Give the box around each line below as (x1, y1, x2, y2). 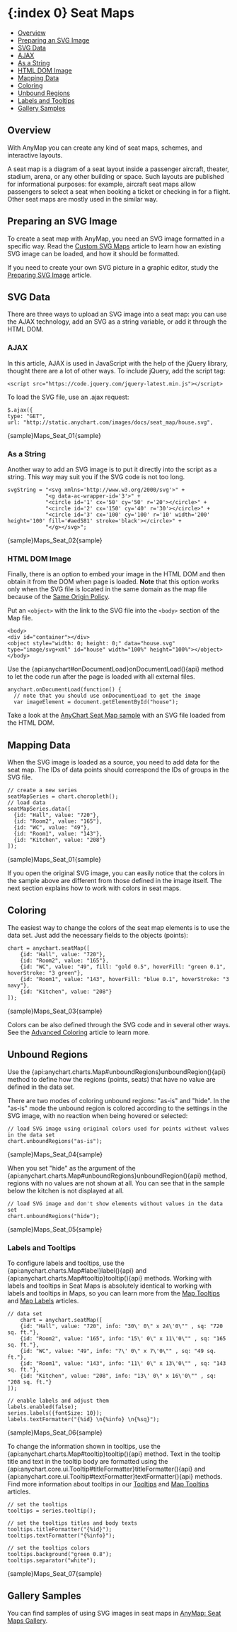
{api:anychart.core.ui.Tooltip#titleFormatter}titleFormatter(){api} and (7, 1464, 206, 1473)
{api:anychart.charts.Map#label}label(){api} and (7, 1266, 147, 1275)
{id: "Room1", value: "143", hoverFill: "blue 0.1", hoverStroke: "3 (20, 975, 230, 982)
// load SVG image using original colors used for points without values (7, 1125, 230, 1132)
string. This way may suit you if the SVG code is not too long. (7, 472, 185, 481)
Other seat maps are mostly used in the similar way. (7, 195, 158, 203)
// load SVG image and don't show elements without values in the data (7, 1200, 223, 1207)
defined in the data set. (7, 1083, 75, 1091)
